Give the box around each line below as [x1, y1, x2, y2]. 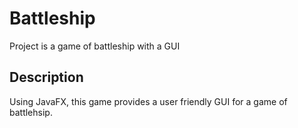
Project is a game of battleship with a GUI [9, 40, 181, 52]
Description [9, 69, 84, 86]
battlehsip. [9, 106, 53, 118]
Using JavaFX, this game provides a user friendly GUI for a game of [9, 95, 288, 107]
